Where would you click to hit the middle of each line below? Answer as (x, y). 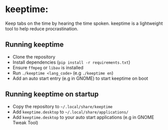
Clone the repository (34, 57)
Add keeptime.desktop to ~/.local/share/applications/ (70, 112)
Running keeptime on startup (52, 94)
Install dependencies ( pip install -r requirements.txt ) (71, 62)
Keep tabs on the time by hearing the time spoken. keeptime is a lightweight (84, 23)
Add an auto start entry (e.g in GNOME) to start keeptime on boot (80, 78)
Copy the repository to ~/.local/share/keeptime (62, 106)
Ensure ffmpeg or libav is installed (48, 67)
